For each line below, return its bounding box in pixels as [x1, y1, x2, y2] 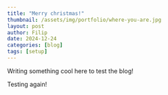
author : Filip [7, 29, 48, 36]
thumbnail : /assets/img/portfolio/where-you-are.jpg [7, 16, 162, 23]
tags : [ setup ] [7, 49, 48, 55]
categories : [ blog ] [7, 42, 63, 49]
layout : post [7, 23, 45, 29]
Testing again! [7, 80, 48, 88]
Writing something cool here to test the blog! [7, 66, 134, 75]
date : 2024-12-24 [7, 36, 57, 42]
